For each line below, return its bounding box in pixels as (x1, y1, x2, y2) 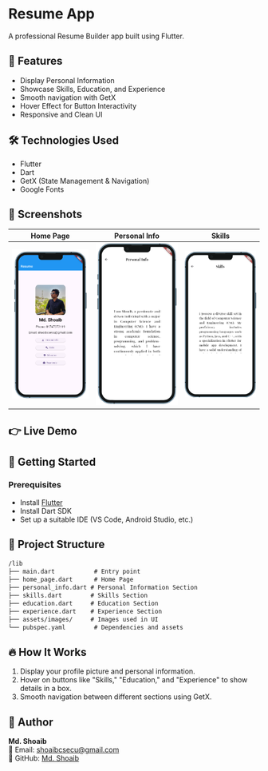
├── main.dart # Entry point (8, 568, 141, 576)
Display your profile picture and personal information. (19, 666, 195, 676)
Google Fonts (19, 185, 65, 194)
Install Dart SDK (19, 506, 72, 515)
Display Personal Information (19, 75, 116, 85)
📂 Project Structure (8, 538, 105, 551)
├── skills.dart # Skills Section (8, 592, 148, 600)
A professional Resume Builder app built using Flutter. (8, 31, 185, 41)
